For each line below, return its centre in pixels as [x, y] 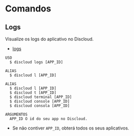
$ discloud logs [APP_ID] [36, 62]
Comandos [28, 9]
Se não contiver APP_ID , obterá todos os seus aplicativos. [71, 128]
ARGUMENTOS [16, 115]
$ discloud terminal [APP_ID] [41, 97]
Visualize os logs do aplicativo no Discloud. [49, 39]
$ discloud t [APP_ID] [33, 93]
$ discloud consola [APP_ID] [40, 106]
